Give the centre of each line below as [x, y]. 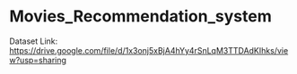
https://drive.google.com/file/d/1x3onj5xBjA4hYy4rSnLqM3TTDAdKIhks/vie [149, 50]
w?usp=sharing [38, 60]
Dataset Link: [34, 41]
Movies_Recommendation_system [140, 16]
